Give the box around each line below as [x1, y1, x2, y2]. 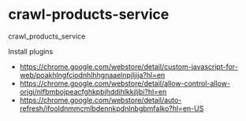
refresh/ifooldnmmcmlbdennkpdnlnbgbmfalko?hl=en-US [19, 104, 204, 113]
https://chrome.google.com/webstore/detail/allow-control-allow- [19, 79, 231, 88]
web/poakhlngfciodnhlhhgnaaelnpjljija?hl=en [19, 70, 166, 79]
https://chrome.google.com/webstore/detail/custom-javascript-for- [19, 61, 238, 71]
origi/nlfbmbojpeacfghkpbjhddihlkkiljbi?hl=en [19, 86, 167, 96]
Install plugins [8, 46, 54, 56]
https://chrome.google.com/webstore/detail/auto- [19, 95, 182, 104]
